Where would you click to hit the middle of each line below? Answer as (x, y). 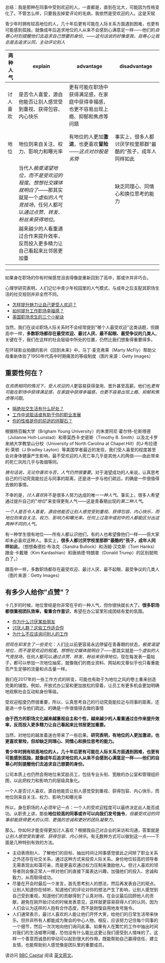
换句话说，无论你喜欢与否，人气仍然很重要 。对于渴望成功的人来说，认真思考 (82, 472)
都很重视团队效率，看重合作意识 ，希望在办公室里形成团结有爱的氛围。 (76, 611)
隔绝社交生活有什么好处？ (38, 408)
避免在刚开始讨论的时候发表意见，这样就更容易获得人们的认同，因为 (89, 902)
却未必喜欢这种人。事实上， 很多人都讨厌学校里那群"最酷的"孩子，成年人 (78, 540)
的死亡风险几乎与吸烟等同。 (33, 462)
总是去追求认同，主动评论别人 (35, 42)
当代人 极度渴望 (36, 168)
